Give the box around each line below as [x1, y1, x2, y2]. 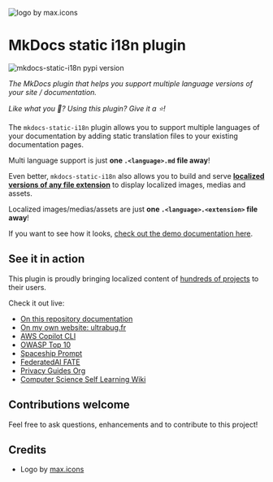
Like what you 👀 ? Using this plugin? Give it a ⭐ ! [8, 103, 167, 113]
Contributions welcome [8, 398, 130, 412]
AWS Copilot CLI [19, 331, 76, 341]
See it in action [8, 252, 85, 266]
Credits [8, 443, 47, 457]
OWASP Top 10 [19, 340, 71, 350]
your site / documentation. [8, 87, 97, 97]
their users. [8, 282, 47, 292]
